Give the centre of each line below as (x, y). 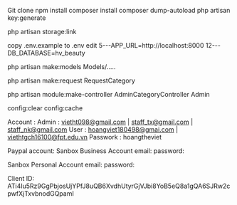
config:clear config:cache (45, 108)
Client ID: (21, 178)
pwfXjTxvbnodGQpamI (41, 194)
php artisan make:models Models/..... (62, 67)
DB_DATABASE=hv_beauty (46, 53)
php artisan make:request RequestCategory (71, 80)
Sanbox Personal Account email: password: (71, 164)
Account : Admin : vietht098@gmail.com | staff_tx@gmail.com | (100, 122)
